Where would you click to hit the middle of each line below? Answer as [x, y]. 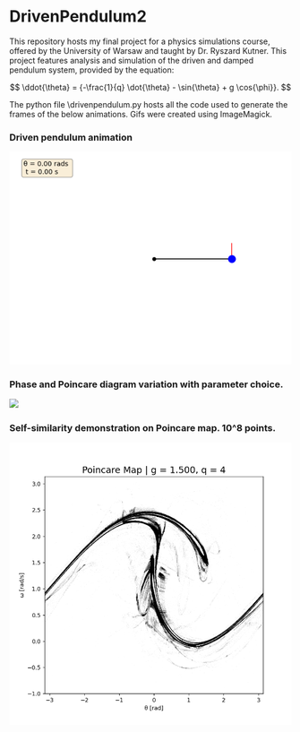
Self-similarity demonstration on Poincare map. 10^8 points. [142, 428]
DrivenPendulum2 [78, 17]
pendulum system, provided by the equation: [92, 70]
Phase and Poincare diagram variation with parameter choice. [146, 384]
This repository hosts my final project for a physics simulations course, [140, 41]
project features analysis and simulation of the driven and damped [132, 60]
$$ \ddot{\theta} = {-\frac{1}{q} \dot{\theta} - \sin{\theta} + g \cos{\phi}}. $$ [150, 87]
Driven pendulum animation [71, 137]
